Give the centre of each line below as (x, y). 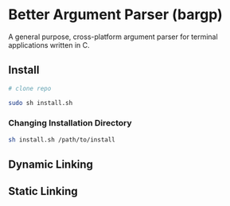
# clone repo (30, 88)
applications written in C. (49, 45)
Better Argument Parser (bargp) (115, 15)
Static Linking (43, 191)
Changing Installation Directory (70, 123)
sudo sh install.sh (41, 103)
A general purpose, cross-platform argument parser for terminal (113, 37)
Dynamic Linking (51, 165)
